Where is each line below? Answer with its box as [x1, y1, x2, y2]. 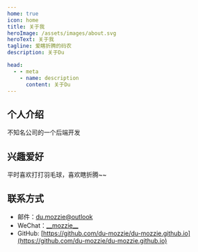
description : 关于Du [7, 49, 65, 56]
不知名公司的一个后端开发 [7, 128, 81, 136]
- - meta [13, 68, 39, 75]
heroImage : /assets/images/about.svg [7, 29, 117, 37]
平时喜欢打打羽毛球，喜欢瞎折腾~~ [7, 171, 107, 178]
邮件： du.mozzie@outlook [17, 212, 93, 221]
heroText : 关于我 [7, 36, 54, 43]
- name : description [19, 74, 79, 81]
